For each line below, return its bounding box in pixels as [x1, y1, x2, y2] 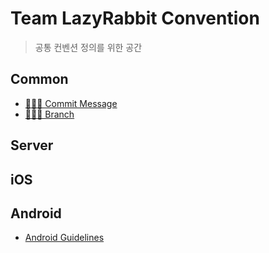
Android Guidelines [24, 232, 105, 244]
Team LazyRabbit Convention [10, 7, 260, 30]
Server [10, 137, 54, 154]
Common [10, 71, 69, 88]
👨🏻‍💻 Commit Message [24, 97, 118, 109]
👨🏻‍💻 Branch [24, 108, 75, 120]
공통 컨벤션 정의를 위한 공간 [34, 41, 143, 53]
